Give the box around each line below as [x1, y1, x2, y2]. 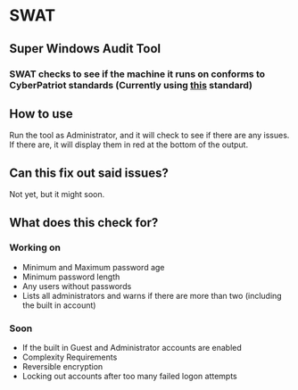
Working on [9, 242, 61, 254]
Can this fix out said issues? [9, 165, 170, 180]
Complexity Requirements [21, 352, 118, 362]
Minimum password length [21, 271, 120, 282]
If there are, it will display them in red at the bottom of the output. [9, 139, 248, 150]
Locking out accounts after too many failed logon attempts [21, 371, 238, 382]
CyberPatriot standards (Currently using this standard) [9, 79, 252, 91]
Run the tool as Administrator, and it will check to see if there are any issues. [9, 130, 290, 141]
